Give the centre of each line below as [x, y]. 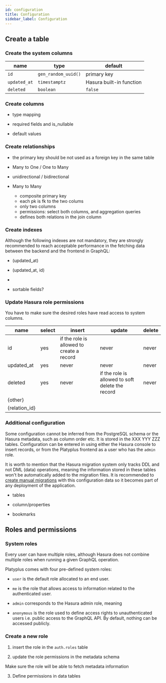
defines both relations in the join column [61, 217]
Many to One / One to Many [41, 167]
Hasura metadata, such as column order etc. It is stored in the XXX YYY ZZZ [83, 439]
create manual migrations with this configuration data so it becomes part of [82, 480]
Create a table [27, 39]
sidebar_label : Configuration [36, 19]
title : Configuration [27, 14]
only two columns [38, 206]
